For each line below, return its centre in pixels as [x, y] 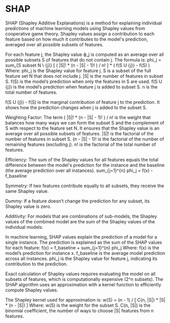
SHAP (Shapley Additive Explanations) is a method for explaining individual [83, 23]
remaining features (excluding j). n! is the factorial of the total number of [81, 144]
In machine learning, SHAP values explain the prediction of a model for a [81, 237]
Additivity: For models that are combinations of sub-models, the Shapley [81, 216]
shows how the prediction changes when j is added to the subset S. [76, 107]
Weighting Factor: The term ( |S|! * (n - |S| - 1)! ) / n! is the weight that [78, 117]
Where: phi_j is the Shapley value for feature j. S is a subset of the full [78, 70]
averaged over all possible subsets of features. [54, 44]
